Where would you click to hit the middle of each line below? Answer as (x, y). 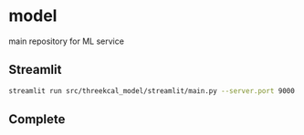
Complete (37, 119)
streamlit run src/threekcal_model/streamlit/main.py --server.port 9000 (152, 91)
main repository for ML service (67, 41)
